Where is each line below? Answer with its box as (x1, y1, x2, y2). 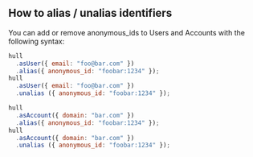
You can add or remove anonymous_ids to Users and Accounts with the (8, 27, 246, 37)
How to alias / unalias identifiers (8, 6, 173, 20)
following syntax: (8, 36, 65, 46)
